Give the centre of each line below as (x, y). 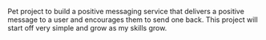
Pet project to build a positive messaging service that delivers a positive (126, 11)
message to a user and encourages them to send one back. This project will (133, 20)
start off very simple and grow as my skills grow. (87, 28)
